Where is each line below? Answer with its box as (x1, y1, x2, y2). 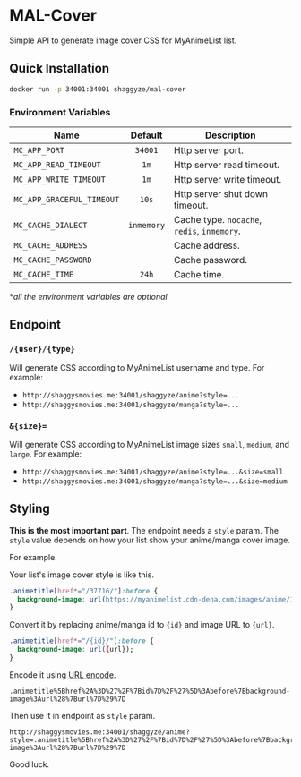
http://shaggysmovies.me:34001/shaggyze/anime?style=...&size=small (21, 467, 284, 476)
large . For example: (9, 448, 82, 459)
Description (204, 129, 257, 141)
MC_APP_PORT (13, 145, 65, 155)
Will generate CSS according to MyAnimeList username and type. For (9, 362, 265, 372)
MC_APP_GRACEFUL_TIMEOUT (13, 194, 120, 204)
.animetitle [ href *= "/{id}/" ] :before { (9, 636, 154, 645)
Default (130, 129, 163, 141)
